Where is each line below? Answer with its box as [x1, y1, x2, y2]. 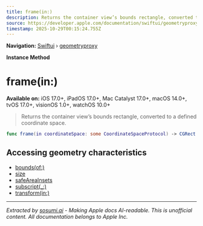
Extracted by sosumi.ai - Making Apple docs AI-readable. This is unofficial [6, 206, 192, 214]
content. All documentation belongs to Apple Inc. [6, 213, 128, 220]
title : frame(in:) [6, 8, 53, 15]
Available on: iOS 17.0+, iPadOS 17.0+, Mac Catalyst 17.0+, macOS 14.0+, [6, 95, 187, 102]
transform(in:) [14, 189, 50, 196]
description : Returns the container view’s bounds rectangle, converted [6, 14, 193, 20]
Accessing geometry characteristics [6, 148, 147, 158]
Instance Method [6, 54, 50, 61]
